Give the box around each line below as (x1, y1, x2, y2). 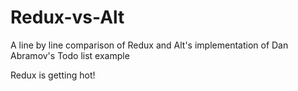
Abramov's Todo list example (10, 49, 130, 61)
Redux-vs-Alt (10, 6, 125, 29)
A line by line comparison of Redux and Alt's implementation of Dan (10, 39, 289, 51)
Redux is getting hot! (10, 69, 96, 81)
